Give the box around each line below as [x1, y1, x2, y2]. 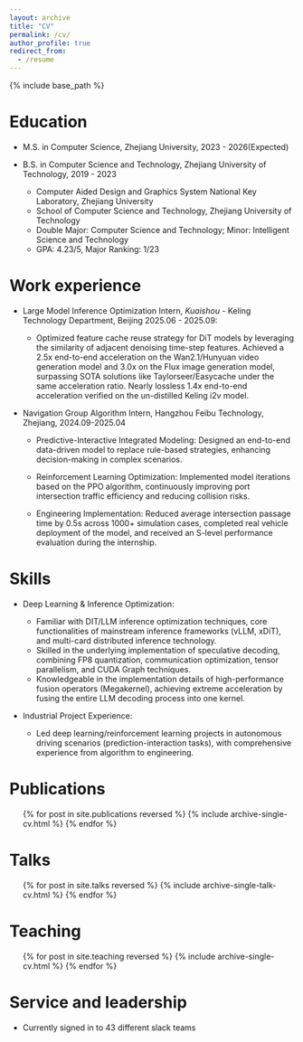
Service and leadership [9, 991, 187, 1012]
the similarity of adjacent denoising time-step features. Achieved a [35, 342, 285, 352]
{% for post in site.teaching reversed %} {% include [22, 951, 216, 962]
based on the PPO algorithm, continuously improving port [35, 481, 251, 492]
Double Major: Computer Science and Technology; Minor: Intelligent [35, 224, 289, 235]
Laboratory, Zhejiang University [35, 195, 154, 206]
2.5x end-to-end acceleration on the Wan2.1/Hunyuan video [35, 352, 260, 362]
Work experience [9, 276, 142, 296]
